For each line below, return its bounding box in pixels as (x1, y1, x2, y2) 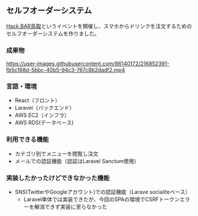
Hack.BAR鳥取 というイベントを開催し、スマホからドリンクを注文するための (6, 23, 192, 30)
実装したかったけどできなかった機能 (6, 174, 110, 182)
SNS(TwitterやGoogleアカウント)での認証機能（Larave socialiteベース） (14, 189, 191, 195)
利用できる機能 (6, 135, 49, 144)
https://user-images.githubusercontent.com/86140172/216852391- (6, 60, 169, 67)
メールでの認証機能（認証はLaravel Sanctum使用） (14, 157, 140, 164)
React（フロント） (14, 97, 61, 104)
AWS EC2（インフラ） (14, 112, 70, 119)
